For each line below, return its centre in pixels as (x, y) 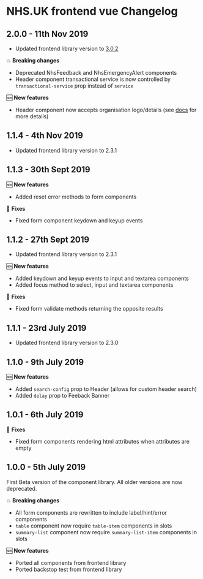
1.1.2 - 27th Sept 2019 (48, 240)
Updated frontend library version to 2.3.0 (67, 343)
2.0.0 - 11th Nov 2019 (47, 34)
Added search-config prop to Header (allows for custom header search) (106, 389)
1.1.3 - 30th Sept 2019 (48, 170)
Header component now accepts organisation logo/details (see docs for (106, 110)
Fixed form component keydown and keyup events (79, 220)
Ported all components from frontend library (71, 562)
